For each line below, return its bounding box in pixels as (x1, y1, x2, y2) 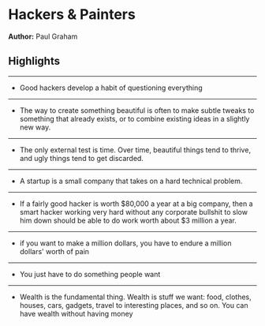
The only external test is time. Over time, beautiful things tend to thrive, (19, 144, 251, 155)
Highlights (8, 54, 61, 68)
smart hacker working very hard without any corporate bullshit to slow (19, 207, 248, 216)
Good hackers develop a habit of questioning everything (19, 83, 203, 92)
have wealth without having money (19, 309, 133, 318)
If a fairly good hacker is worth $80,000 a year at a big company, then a (19, 199, 254, 208)
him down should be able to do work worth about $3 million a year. (19, 215, 237, 225)
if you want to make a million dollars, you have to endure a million (19, 238, 232, 248)
